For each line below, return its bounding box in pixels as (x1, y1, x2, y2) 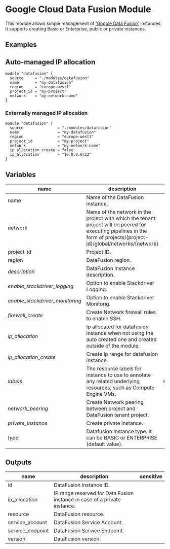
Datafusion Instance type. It (86, 428, 152, 435)
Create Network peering (86, 399, 144, 406)
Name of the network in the (86, 209, 151, 216)
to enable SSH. (86, 315, 121, 322)
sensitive (140, 473, 162, 480)
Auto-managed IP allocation (5, 57, 96, 66)
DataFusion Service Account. (54, 519, 123, 526)
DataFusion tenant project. (86, 411, 149, 419)
